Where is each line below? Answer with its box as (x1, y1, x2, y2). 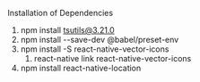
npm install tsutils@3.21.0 (20, 25, 115, 35)
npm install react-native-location (20, 62, 142, 73)
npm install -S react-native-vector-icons (20, 44, 170, 54)
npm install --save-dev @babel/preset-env (20, 35, 179, 45)
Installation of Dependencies (7, 8, 113, 18)
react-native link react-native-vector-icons (33, 53, 192, 63)
